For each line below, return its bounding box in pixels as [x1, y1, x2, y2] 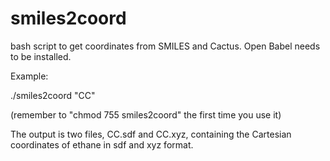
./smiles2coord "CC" [10, 89, 96, 101]
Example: [10, 70, 49, 82]
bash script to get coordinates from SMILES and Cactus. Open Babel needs [10, 40, 321, 52]
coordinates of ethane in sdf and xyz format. [10, 138, 194, 151]
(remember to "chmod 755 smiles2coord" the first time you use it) [10, 108, 282, 121]
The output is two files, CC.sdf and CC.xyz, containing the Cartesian [10, 128, 292, 140]
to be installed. [10, 50, 72, 62]
